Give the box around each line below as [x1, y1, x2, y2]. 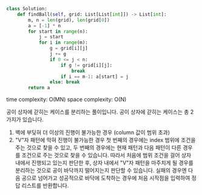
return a [28, 85, 50, 91]
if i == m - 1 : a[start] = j [60, 74, 129, 80]
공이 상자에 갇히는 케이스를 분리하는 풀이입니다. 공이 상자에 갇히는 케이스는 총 [6, 108, 189, 115]
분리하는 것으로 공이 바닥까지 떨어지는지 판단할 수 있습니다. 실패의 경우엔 [15, 167, 187, 174]
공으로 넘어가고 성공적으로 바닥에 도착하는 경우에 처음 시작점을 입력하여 [21, 174, 190, 182]
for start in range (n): [28, 28, 88, 35]
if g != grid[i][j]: [60, 62, 113, 68]
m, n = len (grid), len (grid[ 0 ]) [28, 17, 110, 23]
